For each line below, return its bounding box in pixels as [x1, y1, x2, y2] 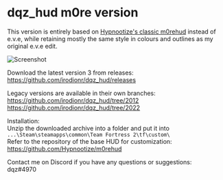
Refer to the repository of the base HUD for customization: [7, 137, 173, 145]
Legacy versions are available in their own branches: [7, 89, 156, 97]
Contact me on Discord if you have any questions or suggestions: [7, 157, 192, 166]
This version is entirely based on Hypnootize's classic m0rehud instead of [7, 27, 216, 36]
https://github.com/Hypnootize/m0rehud [7, 144, 122, 153]
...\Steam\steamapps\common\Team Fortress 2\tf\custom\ [7, 131, 170, 138]
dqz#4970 [7, 165, 36, 173]
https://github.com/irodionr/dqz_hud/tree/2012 [7, 96, 139, 104]
